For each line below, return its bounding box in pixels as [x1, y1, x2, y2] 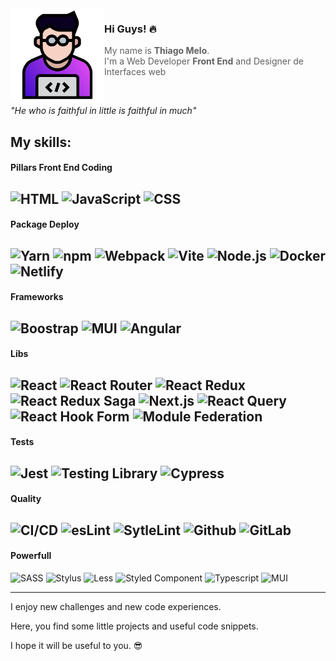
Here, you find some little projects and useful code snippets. [10, 620, 259, 632]
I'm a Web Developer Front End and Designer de [104, 55, 304, 67]
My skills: [10, 133, 72, 151]
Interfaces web [104, 66, 167, 78]
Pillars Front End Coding [10, 162, 113, 174]
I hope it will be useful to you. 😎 [10, 639, 143, 651]
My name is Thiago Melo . [104, 45, 210, 57]
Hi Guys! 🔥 [104, 22, 157, 36]
